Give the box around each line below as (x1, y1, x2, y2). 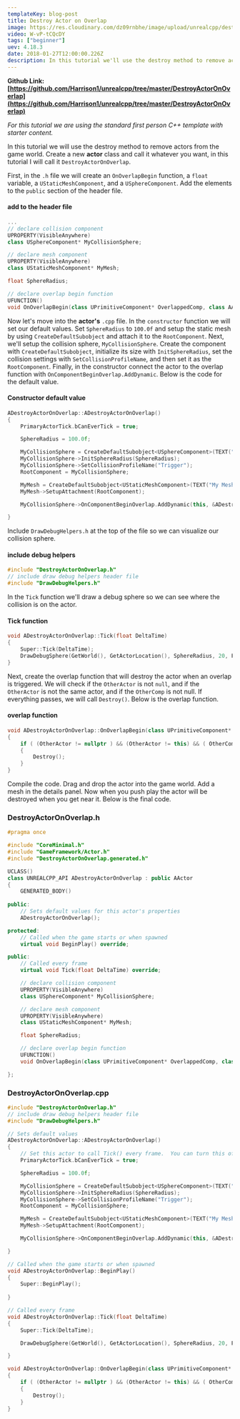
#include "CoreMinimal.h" (7, 842, 84, 849)
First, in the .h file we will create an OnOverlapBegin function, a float (7, 171, 209, 179)
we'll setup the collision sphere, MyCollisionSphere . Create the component (7, 339, 226, 348)
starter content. (7, 128, 54, 136)
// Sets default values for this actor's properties (20, 908, 181, 915)
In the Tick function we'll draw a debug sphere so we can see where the (7, 593, 220, 601)
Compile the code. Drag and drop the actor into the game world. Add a (7, 780, 216, 788)
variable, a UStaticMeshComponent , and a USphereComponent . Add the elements (7, 179, 232, 187)
